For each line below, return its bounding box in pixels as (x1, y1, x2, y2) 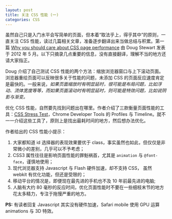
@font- (143, 153, 158, 158)
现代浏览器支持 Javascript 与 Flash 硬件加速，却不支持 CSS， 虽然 (12, 165, 152, 171)
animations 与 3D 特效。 (5, 208, 56, 214)
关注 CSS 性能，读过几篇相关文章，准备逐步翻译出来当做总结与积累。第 (9, 38, 160, 44)
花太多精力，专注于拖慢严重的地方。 (12, 191, 89, 197)
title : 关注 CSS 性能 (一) (5, 12, 59, 17)
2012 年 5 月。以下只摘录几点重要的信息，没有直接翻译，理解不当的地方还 (11, 51, 166, 57)
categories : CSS (5, 17, 40, 22)
